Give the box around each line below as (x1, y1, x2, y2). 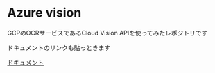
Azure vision (7, 5, 82, 21)
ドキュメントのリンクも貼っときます (7, 43, 111, 51)
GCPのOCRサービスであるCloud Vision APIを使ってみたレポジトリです (7, 29, 208, 37)
